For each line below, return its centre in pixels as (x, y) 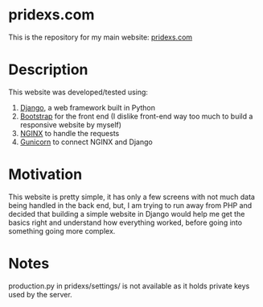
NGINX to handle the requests (70, 133)
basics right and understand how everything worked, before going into (125, 222)
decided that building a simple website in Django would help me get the (127, 214)
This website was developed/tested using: (78, 92)
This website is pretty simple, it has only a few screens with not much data (132, 197)
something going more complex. (62, 230)
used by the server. (40, 294)
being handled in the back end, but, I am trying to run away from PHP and (130, 205)
